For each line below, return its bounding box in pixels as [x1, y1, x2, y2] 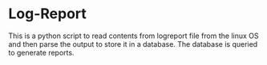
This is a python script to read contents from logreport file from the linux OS [8, 31, 259, 40]
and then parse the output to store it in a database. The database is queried [8, 39, 258, 48]
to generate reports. [8, 48, 75, 57]
